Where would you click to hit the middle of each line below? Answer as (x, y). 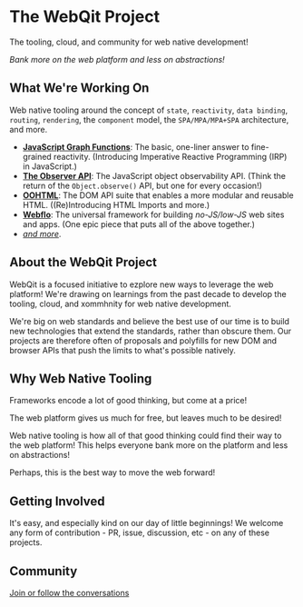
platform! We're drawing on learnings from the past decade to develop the (148, 294)
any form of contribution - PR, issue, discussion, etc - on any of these (140, 532)
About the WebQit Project (83, 262)
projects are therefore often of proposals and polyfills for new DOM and (143, 340)
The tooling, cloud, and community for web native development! (129, 42)
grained (37, 156)
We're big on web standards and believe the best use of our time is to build (150, 321)
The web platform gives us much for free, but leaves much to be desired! (146, 418)
